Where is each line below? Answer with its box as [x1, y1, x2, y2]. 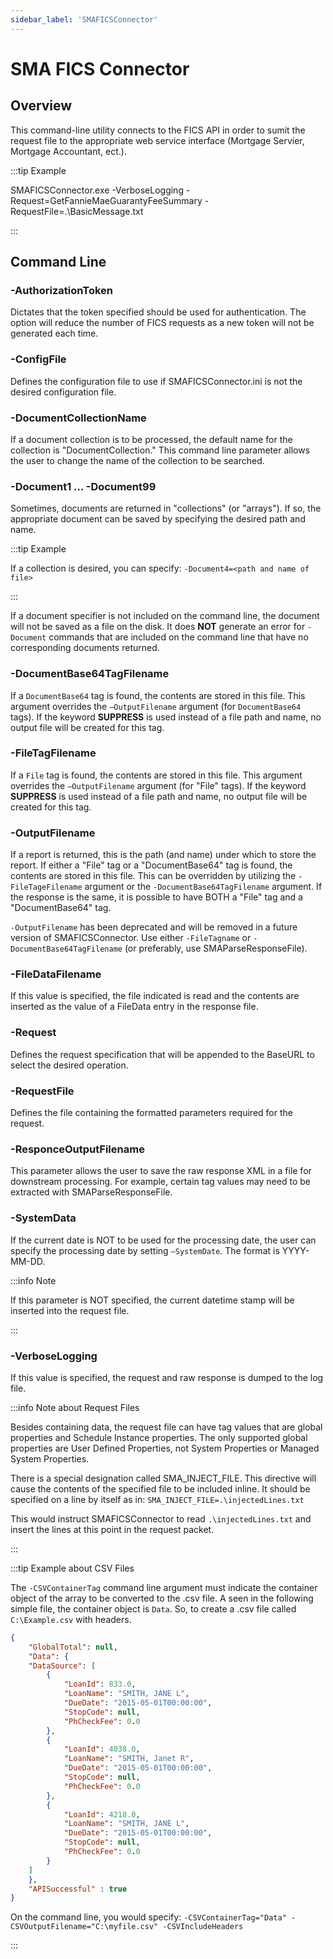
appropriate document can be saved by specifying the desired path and [10, 513, 306, 525]
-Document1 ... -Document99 [10, 479, 157, 493]
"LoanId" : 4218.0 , [63, 1809, 141, 1820]
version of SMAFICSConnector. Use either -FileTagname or [10, 932, 252, 944]
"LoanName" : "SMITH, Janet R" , [63, 1754, 195, 1764]
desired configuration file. [10, 386, 117, 398]
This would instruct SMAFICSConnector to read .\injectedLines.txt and [10, 1512, 312, 1525]
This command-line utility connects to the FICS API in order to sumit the [10, 124, 306, 136]
